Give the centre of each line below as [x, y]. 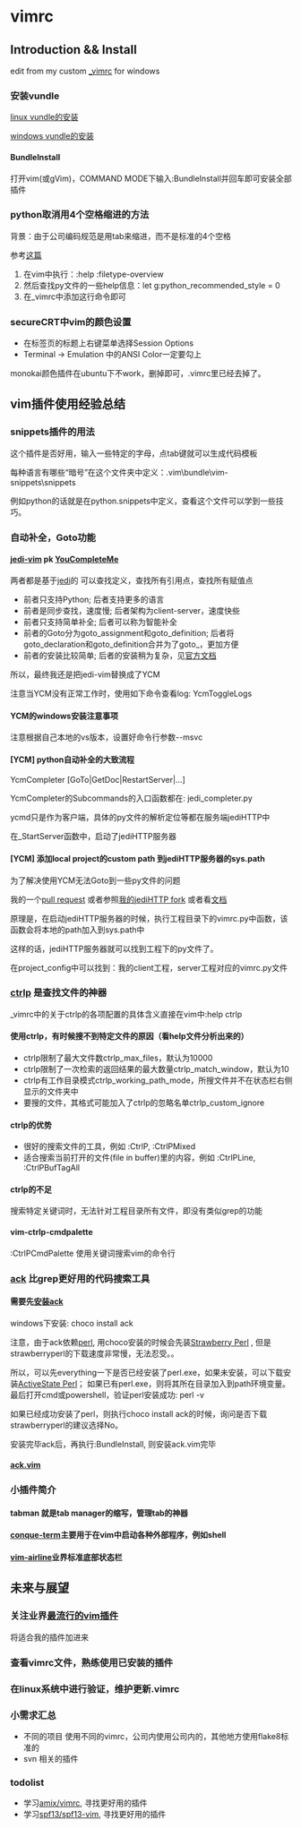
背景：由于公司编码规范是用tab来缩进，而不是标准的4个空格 [121, 236]
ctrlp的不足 [31, 1189]
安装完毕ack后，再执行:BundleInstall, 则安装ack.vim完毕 [113, 1444]
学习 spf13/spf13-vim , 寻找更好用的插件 [95, 1815]
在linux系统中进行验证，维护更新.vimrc [95, 1688]
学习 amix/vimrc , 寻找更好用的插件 [85, 1803]
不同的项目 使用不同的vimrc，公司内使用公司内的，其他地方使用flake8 [152, 1736]
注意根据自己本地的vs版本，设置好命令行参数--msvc [107, 737]
